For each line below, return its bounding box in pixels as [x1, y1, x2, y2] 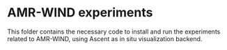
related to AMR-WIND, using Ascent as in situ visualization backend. [7, 34, 203, 42]
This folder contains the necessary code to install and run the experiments [7, 27, 221, 36]
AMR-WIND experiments [7, 5, 153, 21]
